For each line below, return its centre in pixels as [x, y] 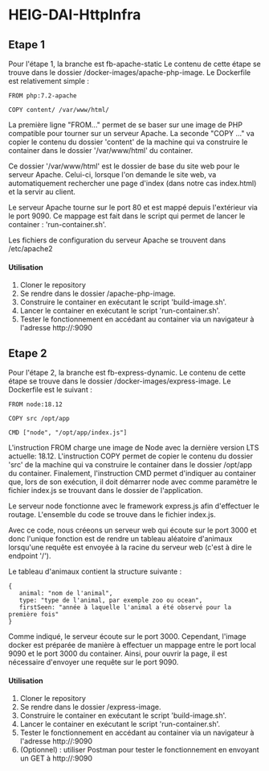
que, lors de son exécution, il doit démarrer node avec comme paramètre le [133, 482]
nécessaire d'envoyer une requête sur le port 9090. [94, 662]
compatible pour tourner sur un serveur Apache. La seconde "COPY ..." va [131, 133]
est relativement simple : [49, 81]
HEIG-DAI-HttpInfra [75, 15]
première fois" [34, 615]
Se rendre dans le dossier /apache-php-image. [98, 294]
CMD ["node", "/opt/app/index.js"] [68, 433]
